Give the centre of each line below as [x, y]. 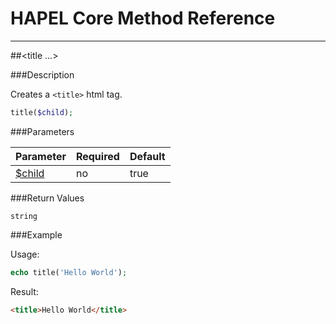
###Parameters [42, 131]
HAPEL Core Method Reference [143, 18]
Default [147, 156]
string [24, 216]
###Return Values [47, 198]
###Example [36, 234]
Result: [24, 291]
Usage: [25, 254]
